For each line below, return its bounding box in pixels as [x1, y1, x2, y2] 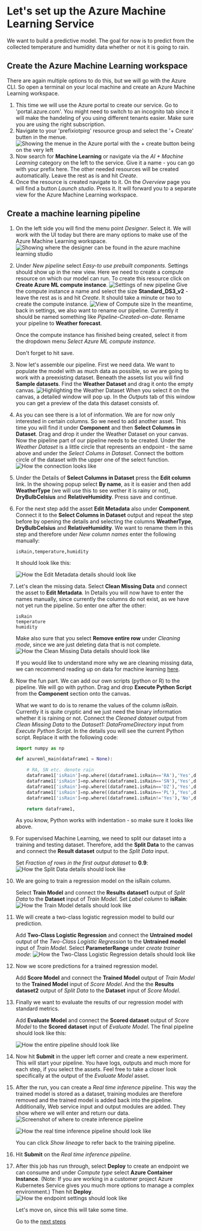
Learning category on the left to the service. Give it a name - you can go [15, 159, 195, 166]
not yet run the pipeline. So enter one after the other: [15, 602, 147, 609]
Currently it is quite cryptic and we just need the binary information [15, 708, 182, 715]
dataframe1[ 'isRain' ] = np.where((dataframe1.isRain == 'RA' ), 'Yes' [26, 773, 191, 779]
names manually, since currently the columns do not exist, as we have [15, 595, 189, 602]
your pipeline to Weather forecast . [15, 320, 102, 327]
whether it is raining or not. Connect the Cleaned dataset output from [15, 714, 188, 722]
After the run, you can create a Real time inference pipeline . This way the [15, 1084, 197, 1091]
